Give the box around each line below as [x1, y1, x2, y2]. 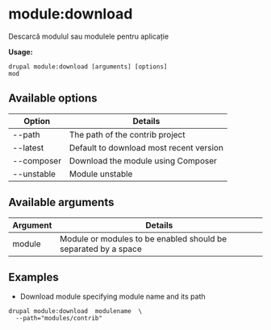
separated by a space [60, 243, 143, 254]
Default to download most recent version [69, 142, 224, 153]
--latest [12, 142, 44, 153]
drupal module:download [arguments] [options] [8, 62, 168, 71]
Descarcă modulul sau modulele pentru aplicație [8, 31, 169, 41]
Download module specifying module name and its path [19, 291, 206, 302]
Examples [8, 270, 59, 284]
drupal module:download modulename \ [8, 307, 143, 316]
